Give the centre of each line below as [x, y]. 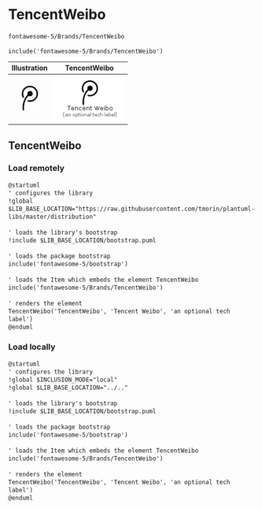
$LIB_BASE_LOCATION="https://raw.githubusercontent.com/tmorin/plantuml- [132, 209]
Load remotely [37, 168]
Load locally [32, 347]
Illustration [30, 68]
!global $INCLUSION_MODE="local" [63, 380]
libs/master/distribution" [52, 217]
